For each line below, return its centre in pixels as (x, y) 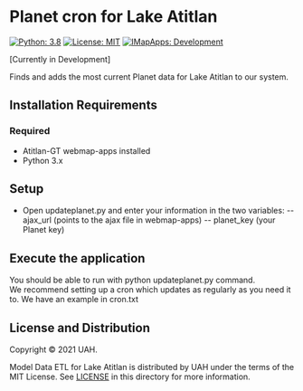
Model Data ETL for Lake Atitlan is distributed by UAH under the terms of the (152, 367)
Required (30, 131)
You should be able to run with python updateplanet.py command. (133, 280)
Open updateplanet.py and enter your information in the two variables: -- (158, 211)
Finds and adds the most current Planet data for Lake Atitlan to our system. (149, 76)
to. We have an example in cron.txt (74, 300)
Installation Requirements (84, 105)
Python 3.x (43, 160)
